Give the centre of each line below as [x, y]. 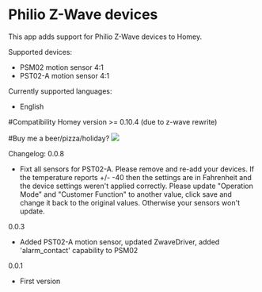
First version [40, 281]
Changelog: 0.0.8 [36, 153]
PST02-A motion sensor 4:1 [64, 75]
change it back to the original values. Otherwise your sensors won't [129, 202]
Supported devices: [40, 52]
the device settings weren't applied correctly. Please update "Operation [136, 186]
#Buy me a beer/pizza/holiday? [59, 138]
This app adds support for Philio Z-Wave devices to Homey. [105, 36]
